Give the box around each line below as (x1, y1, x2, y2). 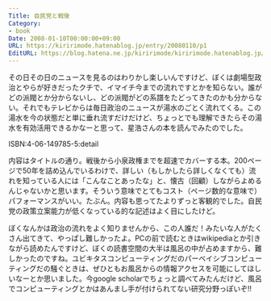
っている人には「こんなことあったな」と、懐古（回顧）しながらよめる (29, 176, 262, 186)
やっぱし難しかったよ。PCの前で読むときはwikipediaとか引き (56, 233, 261, 243)
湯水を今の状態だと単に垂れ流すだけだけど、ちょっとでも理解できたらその (8, 113, 256, 122)
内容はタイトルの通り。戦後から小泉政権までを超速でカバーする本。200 (8, 156, 248, 165)
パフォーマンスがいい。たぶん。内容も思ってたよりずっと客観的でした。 (8, 196, 248, 206)
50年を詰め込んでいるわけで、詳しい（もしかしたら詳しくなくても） (22, 166, 249, 175)
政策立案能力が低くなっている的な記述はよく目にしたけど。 (22, 207, 220, 215)
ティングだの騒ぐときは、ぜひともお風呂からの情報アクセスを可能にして (8, 264, 248, 273)
